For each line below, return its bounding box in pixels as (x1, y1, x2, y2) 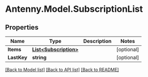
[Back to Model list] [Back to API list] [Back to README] (5, 67, 119, 73)
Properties (5, 23, 39, 32)
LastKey (7, 54, 27, 61)
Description (83, 38, 112, 44)
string (32, 54, 47, 61)
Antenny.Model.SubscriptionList (5, 3, 143, 15)
